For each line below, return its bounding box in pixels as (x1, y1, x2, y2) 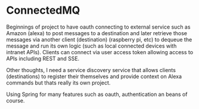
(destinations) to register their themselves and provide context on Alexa (6, 73, 182, 80)
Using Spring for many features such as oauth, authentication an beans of (6, 91, 188, 98)
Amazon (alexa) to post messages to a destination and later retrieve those (6, 29, 188, 36)
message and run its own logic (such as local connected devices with (6, 42, 177, 49)
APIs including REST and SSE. (6, 55, 80, 62)
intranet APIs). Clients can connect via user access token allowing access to (6, 48, 194, 55)
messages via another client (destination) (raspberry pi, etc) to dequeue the (6, 36, 192, 43)
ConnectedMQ (6, 4, 80, 17)
